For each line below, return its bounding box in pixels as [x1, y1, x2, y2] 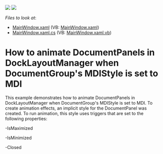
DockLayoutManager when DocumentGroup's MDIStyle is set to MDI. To [5, 100, 153, 106]
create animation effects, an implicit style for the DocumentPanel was [5, 105, 147, 111]
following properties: [5, 115, 48, 121]
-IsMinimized [5, 135, 32, 141]
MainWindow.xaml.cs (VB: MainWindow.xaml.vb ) [12, 30, 112, 36]
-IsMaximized [5, 125, 33, 131]
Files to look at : [5, 15, 37, 21]
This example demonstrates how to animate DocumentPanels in [5, 94, 135, 101]
